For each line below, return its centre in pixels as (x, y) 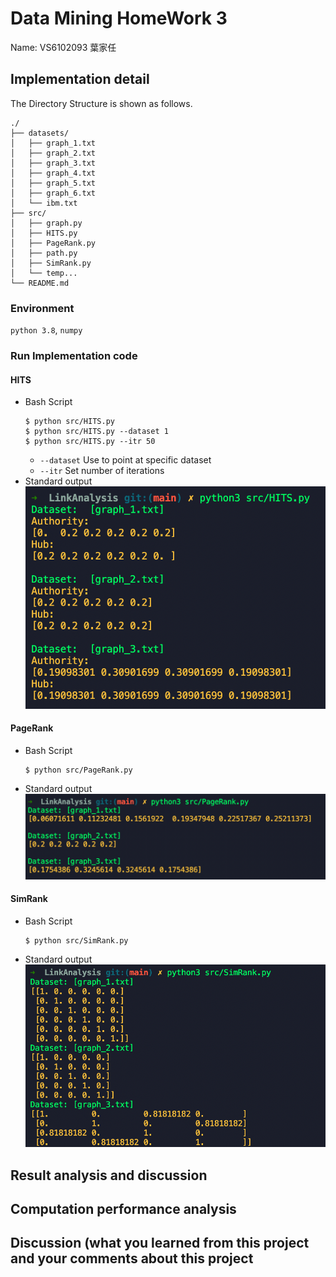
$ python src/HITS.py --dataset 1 (96, 432)
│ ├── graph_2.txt (53, 153)
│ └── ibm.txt (44, 203)
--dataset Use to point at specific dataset (125, 460)
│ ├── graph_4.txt (53, 173)
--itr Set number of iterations (102, 471)
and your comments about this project (132, 1258)
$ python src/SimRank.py (76, 940)
